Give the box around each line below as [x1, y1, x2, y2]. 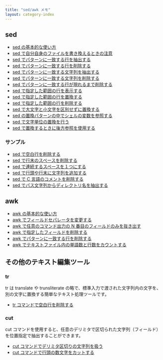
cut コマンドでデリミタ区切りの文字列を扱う [12, 343, 103, 349]
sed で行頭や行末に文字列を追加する [12, 170, 87, 176]
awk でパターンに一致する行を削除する [12, 236, 92, 241]
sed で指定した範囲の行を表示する [12, 88, 82, 94]
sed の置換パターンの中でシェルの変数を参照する [12, 113, 113, 119]
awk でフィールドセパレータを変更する [12, 217, 92, 223]
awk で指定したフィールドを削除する [12, 230, 88, 236]
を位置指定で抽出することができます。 [5, 333, 83, 339]
